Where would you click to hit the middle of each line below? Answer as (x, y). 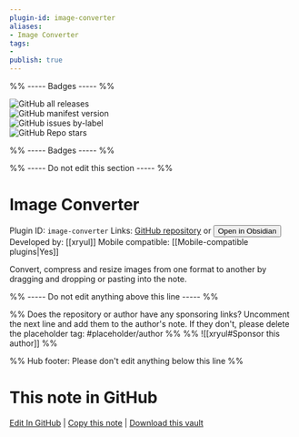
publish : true (36, 60)
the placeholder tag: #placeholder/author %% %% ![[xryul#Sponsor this (145, 333)
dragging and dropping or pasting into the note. (99, 279)
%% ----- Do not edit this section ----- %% (91, 168)
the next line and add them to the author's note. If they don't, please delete (149, 323)
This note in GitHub (84, 398)
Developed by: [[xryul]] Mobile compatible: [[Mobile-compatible (129, 241)
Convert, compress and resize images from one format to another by (138, 269)
